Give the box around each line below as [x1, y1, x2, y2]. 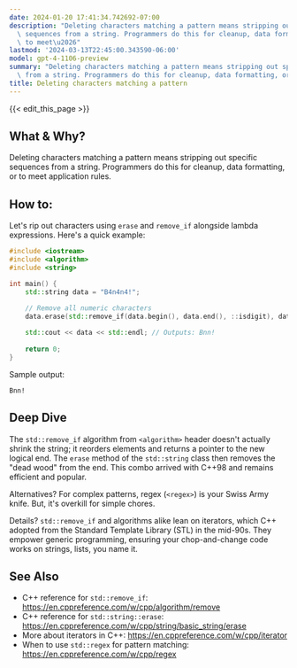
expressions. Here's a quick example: [9, 229, 146, 240]
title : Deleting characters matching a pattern [9, 79, 188, 88]
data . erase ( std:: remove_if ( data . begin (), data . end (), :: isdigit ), [25, 312, 275, 321]
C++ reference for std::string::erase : [21, 611, 164, 622]
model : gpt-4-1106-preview [9, 54, 109, 63]
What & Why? [9, 129, 86, 144]
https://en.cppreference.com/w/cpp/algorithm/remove [21, 602, 221, 612]
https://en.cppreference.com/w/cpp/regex [21, 649, 177, 660]
